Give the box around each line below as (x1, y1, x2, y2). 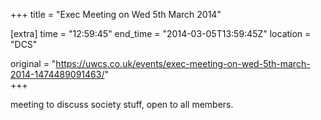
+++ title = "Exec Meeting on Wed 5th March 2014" (10, 9, 222, 20)
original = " (10, 58, 57, 69)
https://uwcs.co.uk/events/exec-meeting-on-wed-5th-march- (55, 58, 311, 69)
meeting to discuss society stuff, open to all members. (10, 99, 234, 110)
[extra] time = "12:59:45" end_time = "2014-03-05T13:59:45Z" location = (10, 28, 312, 39)
